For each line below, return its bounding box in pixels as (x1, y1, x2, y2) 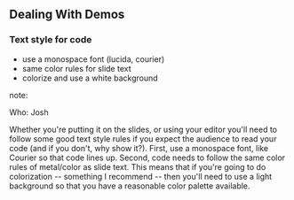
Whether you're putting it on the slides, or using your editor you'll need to (9, 124, 278, 135)
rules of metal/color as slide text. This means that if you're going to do (9, 161, 266, 172)
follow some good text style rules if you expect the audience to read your (9, 133, 277, 144)
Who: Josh (9, 106, 49, 118)
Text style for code (9, 34, 92, 46)
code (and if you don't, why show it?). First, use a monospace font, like (9, 142, 269, 153)
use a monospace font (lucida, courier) (21, 53, 165, 65)
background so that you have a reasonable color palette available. (9, 181, 250, 191)
